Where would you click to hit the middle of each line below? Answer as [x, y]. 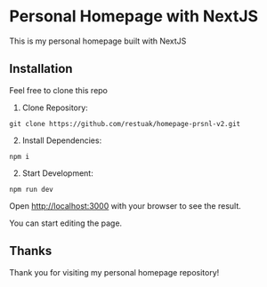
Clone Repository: [55, 108]
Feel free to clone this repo [59, 90]
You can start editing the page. [66, 223]
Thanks [31, 251]
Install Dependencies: [62, 140]
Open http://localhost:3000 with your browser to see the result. [125, 205]
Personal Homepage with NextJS [134, 16]
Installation [41, 69]
